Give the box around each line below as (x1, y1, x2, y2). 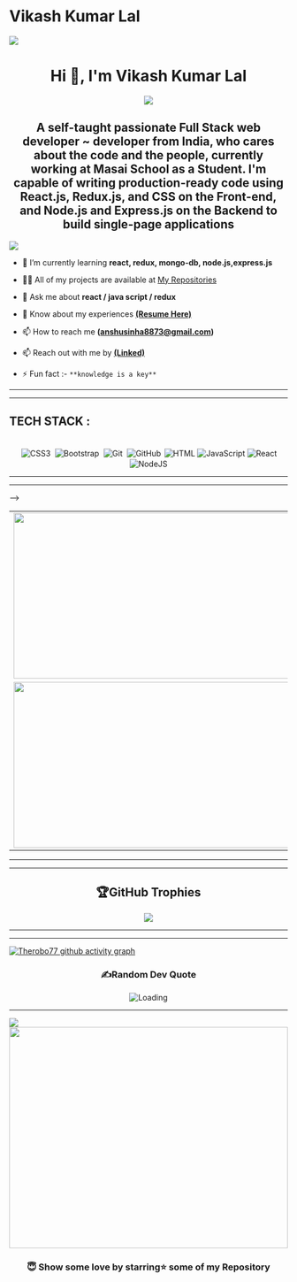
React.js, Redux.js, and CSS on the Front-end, (19, 189, 278, 204)
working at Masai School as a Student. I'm (30, 162, 267, 177)
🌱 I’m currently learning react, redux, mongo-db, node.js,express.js (21, 257, 273, 267)
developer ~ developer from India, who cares (22, 134, 275, 150)
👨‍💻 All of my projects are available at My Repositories (21, 274, 217, 285)
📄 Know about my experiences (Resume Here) (21, 308, 192, 319)
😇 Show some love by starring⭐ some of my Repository (26, 1261, 271, 1273)
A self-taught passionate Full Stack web (36, 120, 261, 135)
